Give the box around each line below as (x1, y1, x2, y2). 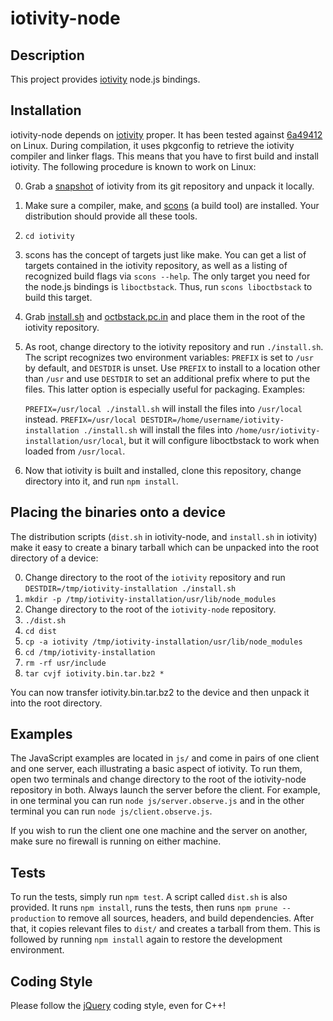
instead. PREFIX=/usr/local (24, 413, 137, 425)
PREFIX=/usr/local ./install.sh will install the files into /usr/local (24, 402, 303, 414)
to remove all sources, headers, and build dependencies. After (57, 912, 315, 924)
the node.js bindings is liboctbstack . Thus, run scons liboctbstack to (24, 280, 313, 292)
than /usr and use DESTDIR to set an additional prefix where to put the (24, 372, 311, 384)
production (10, 914, 56, 924)
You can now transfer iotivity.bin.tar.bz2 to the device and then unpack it (10, 686, 310, 698)
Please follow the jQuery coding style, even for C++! (10, 1000, 227, 1012)
